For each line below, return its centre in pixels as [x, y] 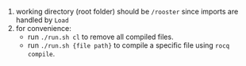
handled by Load [42, 20]
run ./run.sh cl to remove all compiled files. [100, 37]
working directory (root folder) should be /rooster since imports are [127, 12]
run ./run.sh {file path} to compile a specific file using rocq [129, 45]
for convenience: [43, 28]
